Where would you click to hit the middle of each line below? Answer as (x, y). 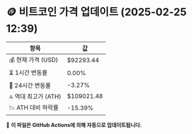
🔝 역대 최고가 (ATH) (35, 96)
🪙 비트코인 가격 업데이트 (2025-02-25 (96, 12)
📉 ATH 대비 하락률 (34, 108)
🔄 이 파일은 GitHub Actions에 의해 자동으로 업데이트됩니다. (74, 125)
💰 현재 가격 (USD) (34, 59)
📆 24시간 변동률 (30, 85)
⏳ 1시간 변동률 (28, 72)
